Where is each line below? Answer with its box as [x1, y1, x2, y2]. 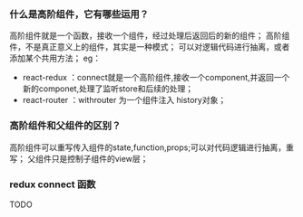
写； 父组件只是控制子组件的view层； [9, 153, 149, 164]
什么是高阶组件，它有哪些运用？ [9, 7, 150, 20]
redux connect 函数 [9, 178, 96, 191]
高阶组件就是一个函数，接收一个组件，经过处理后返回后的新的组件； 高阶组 [9, 30, 290, 42]
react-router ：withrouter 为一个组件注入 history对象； [22, 95, 227, 106]
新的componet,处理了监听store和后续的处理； [22, 83, 193, 94]
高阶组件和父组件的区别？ [9, 119, 122, 132]
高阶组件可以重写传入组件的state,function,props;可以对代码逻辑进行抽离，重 [9, 142, 295, 153]
